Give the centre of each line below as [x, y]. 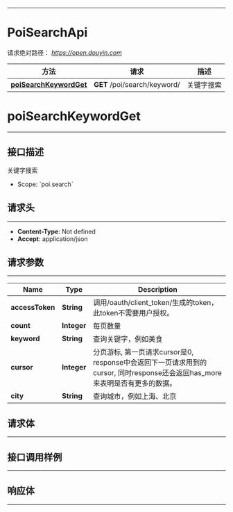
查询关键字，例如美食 [128, 339]
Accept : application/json [52, 239]
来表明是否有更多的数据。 [135, 383]
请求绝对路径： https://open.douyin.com [65, 52]
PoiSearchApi [48, 33]
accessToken [33, 308]
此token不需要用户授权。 [133, 313]
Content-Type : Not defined [56, 231]
